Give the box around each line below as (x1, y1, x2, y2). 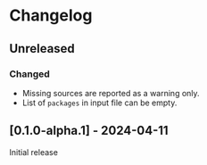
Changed (9, 68, 51, 80)
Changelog (9, 5, 93, 26)
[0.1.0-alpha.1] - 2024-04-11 (9, 123, 169, 138)
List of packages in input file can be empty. (21, 97, 178, 108)
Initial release (9, 146, 58, 157)
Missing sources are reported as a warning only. (21, 87, 200, 98)
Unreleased (9, 41, 76, 56)
